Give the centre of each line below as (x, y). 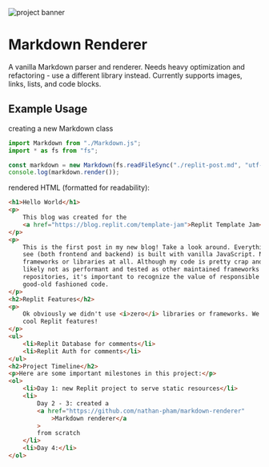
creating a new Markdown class (61, 128)
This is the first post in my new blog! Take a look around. (126, 247)
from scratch (59, 433)
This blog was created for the (75, 217)
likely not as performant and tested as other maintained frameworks (141, 270)
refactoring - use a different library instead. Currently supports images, (125, 75)
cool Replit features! (60, 322)
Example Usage (48, 109)
